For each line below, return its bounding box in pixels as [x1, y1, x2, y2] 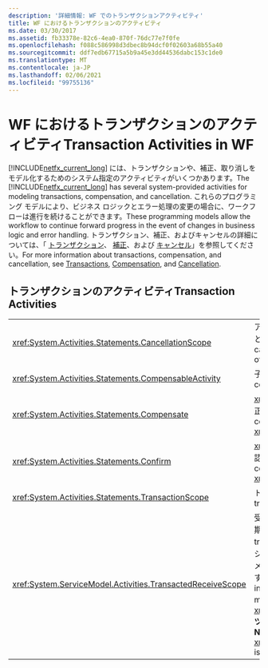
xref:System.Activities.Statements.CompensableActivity [12, 373, 221, 384]
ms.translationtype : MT [8, 57, 88, 65]
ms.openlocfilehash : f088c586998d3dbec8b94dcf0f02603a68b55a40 [8, 42, 223, 50]
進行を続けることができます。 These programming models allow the [29, 212, 251, 221]
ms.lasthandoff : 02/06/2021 [8, 71, 102, 79]
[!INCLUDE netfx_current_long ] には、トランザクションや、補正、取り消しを [8, 163, 257, 173]
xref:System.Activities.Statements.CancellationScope [12, 337, 211, 348]
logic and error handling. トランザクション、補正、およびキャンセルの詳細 [8, 230, 251, 240]
